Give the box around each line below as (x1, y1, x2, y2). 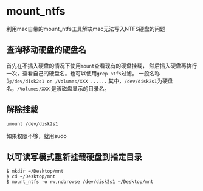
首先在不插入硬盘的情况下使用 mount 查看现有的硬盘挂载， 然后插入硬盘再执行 (6, 62, 198, 69)
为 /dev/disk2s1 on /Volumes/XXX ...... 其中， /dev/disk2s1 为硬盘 (6, 77, 173, 85)
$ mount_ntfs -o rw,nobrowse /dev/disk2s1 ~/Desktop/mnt (6, 179, 154, 185)
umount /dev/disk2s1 (6, 120, 59, 127)
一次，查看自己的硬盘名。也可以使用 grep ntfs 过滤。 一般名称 (6, 69, 160, 77)
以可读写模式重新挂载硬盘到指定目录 (6, 151, 142, 162)
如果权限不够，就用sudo (6, 132, 67, 139)
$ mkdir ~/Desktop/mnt (6, 168, 64, 175)
